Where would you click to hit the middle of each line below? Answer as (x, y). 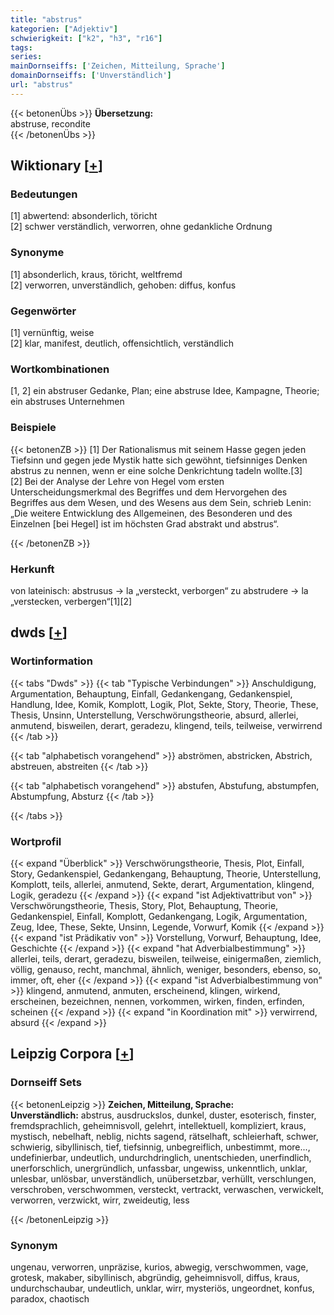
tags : (21, 47)
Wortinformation (51, 661)
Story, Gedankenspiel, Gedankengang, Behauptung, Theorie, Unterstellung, (166, 873)
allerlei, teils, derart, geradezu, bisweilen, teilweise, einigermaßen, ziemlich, (166, 958)
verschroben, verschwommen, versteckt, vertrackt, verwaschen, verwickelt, (167, 1189)
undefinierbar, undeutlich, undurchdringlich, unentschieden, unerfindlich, (161, 1157)
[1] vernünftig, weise (52, 333)
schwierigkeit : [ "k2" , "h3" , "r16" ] (86, 38)
